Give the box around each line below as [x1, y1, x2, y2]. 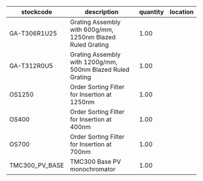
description [84, 8, 119, 16]
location [170, 8, 194, 16]
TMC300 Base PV [69, 157, 121, 165]
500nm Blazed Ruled [69, 66, 130, 74]
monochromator [69, 165, 116, 173]
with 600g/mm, [69, 25, 114, 34]
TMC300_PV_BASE [9, 161, 65, 170]
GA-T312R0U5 [9, 62, 53, 70]
